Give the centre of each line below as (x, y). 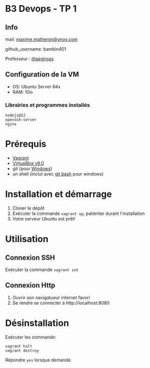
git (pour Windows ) (32, 169)
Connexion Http (30, 285)
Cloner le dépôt (28, 208)
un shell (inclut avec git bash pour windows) (58, 174)
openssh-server (21, 120)
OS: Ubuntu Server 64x (36, 86)
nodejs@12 (15, 115)
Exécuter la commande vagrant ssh (42, 270)
